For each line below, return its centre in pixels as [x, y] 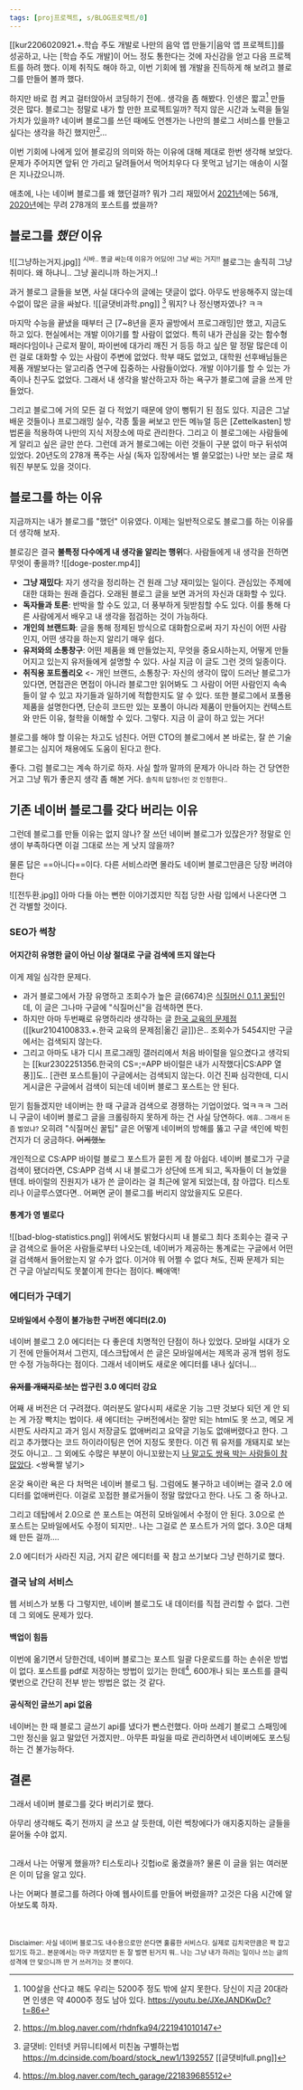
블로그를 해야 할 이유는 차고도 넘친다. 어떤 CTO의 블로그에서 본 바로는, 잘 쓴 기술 [151, 737]
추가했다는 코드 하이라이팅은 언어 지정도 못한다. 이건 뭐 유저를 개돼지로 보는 [158, 1442]
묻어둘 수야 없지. [38, 1834]
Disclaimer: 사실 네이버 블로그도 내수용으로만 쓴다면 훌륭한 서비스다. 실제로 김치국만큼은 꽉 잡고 [150, 1943]
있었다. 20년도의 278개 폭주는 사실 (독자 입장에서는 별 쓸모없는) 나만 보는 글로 [147, 455]
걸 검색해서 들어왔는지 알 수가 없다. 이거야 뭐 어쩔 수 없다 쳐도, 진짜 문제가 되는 [147, 1260]
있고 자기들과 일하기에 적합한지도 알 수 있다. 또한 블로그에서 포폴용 [175, 695]
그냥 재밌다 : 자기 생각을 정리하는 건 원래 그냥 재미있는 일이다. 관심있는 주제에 [156, 582]
